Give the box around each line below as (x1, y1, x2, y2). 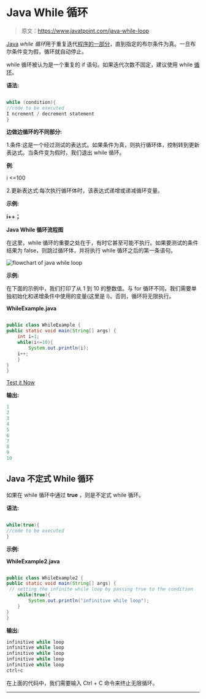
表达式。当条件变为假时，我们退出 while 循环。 (6, 149, 125, 157)
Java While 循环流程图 (6, 226, 64, 233)
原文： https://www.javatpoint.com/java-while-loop (21, 27, 149, 34)
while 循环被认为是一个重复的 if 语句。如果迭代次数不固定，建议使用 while (6, 61, 193, 68)
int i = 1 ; (17, 334, 40, 340)
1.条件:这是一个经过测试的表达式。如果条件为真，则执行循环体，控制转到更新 (6, 141, 200, 149)
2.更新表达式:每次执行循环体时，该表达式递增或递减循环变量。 (6, 187, 164, 194)
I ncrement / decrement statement (6, 111, 95, 117)
